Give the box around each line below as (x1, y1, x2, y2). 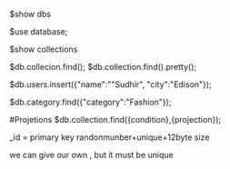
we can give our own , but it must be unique (9, 150, 175, 160)
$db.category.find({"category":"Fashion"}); (9, 96, 172, 107)
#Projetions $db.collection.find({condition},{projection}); (9, 114, 221, 124)
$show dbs (9, 9, 52, 19)
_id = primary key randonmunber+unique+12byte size (9, 132, 210, 143)
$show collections (9, 44, 78, 55)
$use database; (9, 26, 68, 36)
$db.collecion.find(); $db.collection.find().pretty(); (9, 62, 197, 72)
